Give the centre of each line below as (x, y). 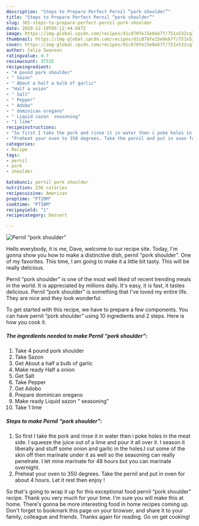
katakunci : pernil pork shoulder (47, 182)
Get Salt (24, 376)
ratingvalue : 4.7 (28, 56)
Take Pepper (30, 382)
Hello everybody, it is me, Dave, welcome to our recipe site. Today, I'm (92, 249)
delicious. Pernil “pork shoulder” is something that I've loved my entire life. (97, 292)
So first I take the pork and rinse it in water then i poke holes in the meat (102, 436)
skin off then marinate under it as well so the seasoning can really (95, 455)
